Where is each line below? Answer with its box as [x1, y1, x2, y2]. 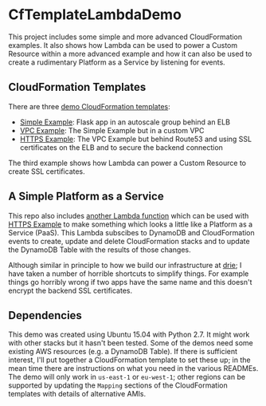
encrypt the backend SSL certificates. [8, 286, 133, 295]
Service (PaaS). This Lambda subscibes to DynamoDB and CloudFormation [8, 227, 255, 237]
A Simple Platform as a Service [8, 190, 165, 203]
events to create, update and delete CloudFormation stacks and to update [8, 236, 250, 246]
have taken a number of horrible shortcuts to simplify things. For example [8, 269, 249, 278]
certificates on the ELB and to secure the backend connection [19, 142, 223, 152]
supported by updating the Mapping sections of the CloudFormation [8, 380, 229, 390]
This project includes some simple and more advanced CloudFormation [8, 32, 243, 41]
